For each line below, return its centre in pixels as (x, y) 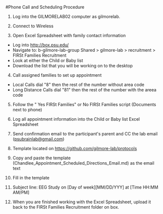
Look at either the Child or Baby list (48, 60)
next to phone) (27, 110)
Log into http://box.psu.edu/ (41, 45)
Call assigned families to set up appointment (57, 75)
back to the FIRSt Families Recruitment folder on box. (66, 207)
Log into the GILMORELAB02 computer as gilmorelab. (66, 16)
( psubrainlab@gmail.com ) (38, 139)
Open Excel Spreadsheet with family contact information (69, 35)
